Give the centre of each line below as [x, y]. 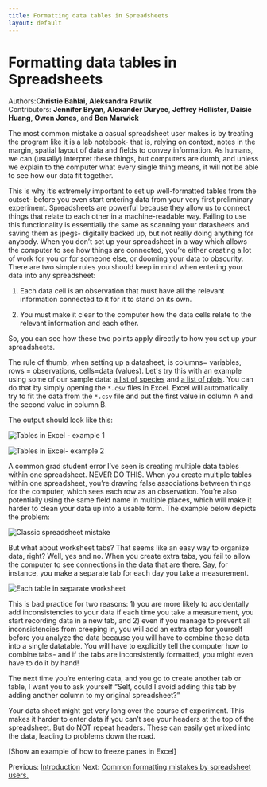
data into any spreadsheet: [52, 276]
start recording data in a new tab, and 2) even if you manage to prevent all [130, 621]
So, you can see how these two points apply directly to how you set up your [132, 339]
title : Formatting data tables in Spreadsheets [89, 16]
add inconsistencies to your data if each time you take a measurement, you [131, 612]
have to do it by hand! [44, 663]
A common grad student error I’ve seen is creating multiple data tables [124, 467]
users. [19, 775]
